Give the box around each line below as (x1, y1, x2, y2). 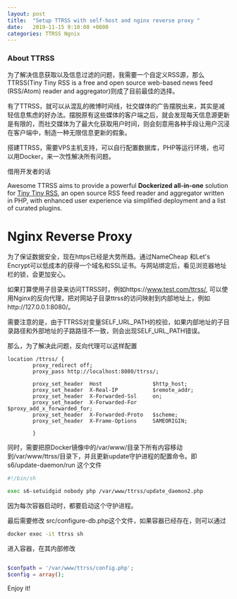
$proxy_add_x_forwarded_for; (7, 405, 93, 413)
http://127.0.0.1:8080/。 (7, 303, 75, 312)
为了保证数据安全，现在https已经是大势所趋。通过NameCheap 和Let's (7, 252, 210, 261)
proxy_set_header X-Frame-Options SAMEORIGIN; (32, 417, 188, 425)
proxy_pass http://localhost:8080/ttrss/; (32, 368, 159, 375)
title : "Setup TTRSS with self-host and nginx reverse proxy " (7, 17, 200, 24)
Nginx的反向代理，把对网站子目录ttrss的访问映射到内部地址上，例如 (13, 294, 210, 302)
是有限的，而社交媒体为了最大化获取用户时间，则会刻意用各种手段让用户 (7, 119, 217, 128)
